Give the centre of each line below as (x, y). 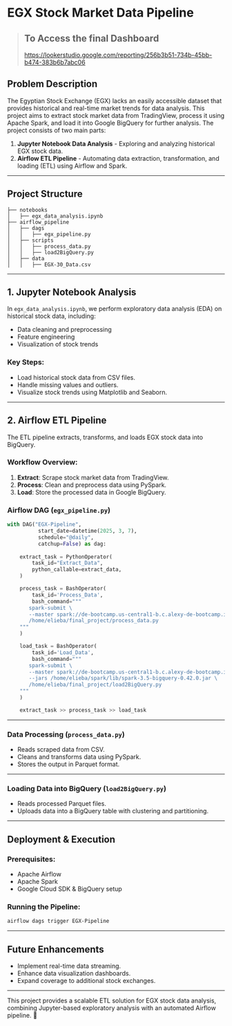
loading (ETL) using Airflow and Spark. (72, 166)
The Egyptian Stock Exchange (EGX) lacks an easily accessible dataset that (115, 100)
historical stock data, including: (51, 316)
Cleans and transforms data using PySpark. (79, 757)
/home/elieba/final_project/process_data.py (94, 621)
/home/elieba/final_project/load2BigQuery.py (95, 685)
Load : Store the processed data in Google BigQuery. (91, 492)
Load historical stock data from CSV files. (76, 377)
